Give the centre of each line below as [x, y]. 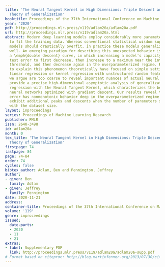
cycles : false [20, 166]
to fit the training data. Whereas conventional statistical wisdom [81, 42]
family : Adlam [24, 184]
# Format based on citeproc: [35, 257]
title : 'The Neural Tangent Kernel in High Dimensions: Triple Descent [80, 10]
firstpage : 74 [20, 147]
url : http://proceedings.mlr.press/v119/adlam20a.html [62, 33]
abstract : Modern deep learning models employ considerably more [73, 37]
